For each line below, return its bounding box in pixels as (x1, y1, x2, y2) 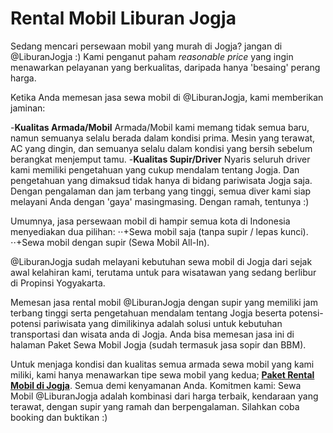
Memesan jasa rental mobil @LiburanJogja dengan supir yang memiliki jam (10, 296, 318, 308)
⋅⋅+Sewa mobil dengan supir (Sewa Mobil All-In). (10, 236, 210, 248)
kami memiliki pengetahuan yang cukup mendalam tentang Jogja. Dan (10, 163, 300, 176)
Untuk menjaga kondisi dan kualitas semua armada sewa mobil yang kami (10, 358, 315, 370)
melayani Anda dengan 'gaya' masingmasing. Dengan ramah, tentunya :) (10, 195, 310, 207)
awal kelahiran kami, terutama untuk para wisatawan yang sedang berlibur (10, 266, 317, 278)
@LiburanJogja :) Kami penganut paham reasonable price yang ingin (10, 50, 294, 62)
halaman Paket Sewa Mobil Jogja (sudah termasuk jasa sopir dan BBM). (10, 338, 307, 351)
